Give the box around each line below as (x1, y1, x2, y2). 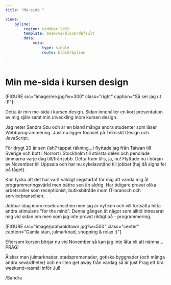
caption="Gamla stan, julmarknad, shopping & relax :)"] (5, 228, 121, 235)
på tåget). (5, 167, 26, 173)
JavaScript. (5, 135, 30, 141)
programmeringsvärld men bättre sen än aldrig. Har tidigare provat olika (5, 182, 157, 188)
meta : (32, 40, 44, 46)
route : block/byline (41, 50, 86, 55)
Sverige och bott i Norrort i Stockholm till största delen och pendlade (5, 150, 150, 156)
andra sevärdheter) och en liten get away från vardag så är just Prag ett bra (5, 259, 164, 266)
